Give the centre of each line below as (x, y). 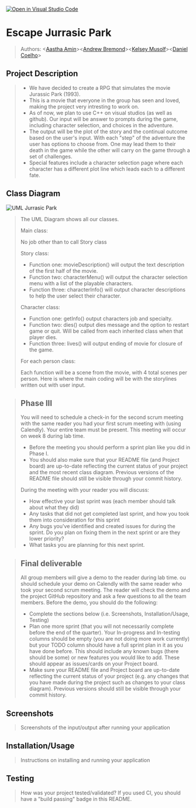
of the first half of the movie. (63, 271)
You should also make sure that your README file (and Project (104, 460)
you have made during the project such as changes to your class (107, 682)
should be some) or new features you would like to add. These (104, 658)
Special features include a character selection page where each (106, 163)
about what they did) (54, 508)
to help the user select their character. (75, 296)
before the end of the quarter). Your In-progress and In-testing (104, 633)
